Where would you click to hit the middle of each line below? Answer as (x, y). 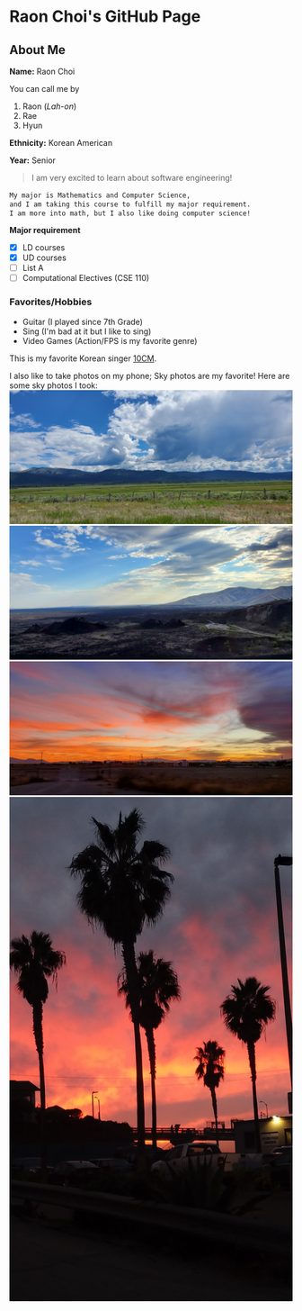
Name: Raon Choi (42, 71)
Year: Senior (33, 160)
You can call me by (44, 89)
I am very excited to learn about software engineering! (132, 178)
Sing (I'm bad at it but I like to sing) (87, 331)
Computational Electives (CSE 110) (86, 278)
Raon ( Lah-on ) (49, 106)
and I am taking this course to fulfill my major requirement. (130, 204)
